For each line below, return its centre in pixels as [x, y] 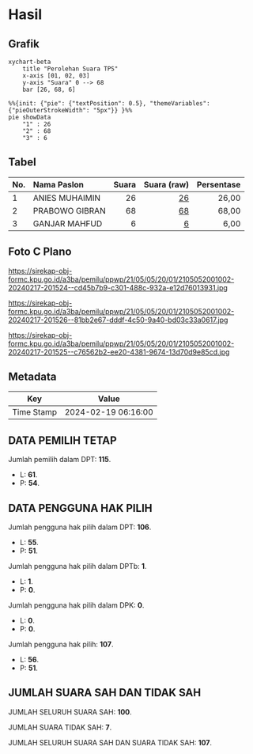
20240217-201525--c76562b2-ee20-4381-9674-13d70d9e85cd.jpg [119, 352]
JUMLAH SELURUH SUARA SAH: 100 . [70, 712]
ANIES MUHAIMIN [67, 198]
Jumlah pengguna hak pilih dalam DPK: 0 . [76, 605]
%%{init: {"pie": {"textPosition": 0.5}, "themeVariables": [110, 104]
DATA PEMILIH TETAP [62, 440]
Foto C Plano [40, 252]
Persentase [219, 184]
